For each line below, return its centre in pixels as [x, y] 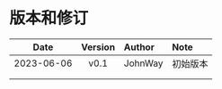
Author [139, 47]
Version [98, 47]
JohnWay [143, 63]
